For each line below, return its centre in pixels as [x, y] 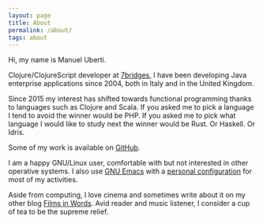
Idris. [17, 133]
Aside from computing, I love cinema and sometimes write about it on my [127, 195]
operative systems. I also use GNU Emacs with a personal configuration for [130, 171]
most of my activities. [43, 180]
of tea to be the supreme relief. [58, 212]
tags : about [28, 37]
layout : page [30, 15]
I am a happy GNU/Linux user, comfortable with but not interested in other [128, 163]
